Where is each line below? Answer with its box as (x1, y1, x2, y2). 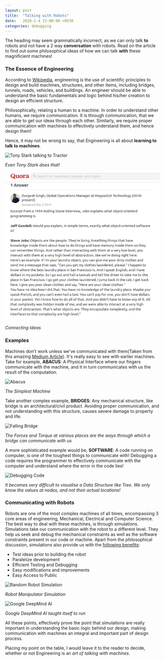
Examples (5, 337, 29, 344)
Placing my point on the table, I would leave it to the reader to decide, (5, 645, 146, 651)
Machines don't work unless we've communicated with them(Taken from (5, 348, 152, 354)
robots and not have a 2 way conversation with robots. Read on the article (5, 43, 156, 49)
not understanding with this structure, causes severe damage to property (5, 408, 153, 414)
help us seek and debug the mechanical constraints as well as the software (5, 531, 157, 537)
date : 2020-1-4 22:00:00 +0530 (5, 18, 74, 23)
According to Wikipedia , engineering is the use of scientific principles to (5, 77, 151, 83)
